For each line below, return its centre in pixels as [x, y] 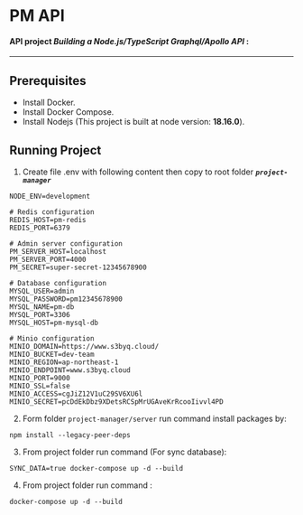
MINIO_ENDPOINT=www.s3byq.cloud [70, 370]
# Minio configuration [52, 339]
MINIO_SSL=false [40, 386]
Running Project [55, 150]
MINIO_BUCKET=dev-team [52, 355]
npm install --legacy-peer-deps [70, 435]
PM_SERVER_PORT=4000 [48, 260]
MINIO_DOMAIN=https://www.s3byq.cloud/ [84, 347]
